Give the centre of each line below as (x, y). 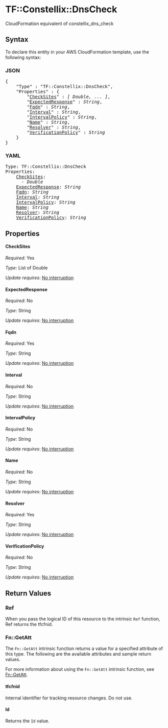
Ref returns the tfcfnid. (29, 624)
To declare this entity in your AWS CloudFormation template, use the (77, 52)
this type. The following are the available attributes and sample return (78, 654)
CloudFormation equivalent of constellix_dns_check (59, 23)
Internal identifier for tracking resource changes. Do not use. (69, 698)
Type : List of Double (27, 268)
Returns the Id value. (27, 721)
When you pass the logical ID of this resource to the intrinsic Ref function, (83, 619)
